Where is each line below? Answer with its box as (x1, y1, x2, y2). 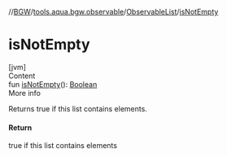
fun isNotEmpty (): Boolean (8, 79, 98, 89)
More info (8, 88, 41, 98)
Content (8, 71, 36, 81)
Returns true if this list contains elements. (8, 103, 148, 113)
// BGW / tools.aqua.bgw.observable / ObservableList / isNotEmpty (8, 7, 219, 16)
